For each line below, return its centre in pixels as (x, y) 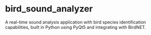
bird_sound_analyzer (49, 9)
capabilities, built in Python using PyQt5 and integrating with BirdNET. (76, 27)
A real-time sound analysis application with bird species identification (75, 22)
